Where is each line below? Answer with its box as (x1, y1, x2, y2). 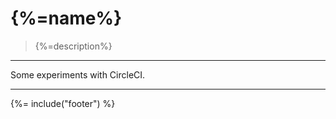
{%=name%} (10, 7, 123, 30)
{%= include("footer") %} (10, 97, 116, 109)
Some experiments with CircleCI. (10, 68, 146, 81)
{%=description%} (34, 40, 113, 52)
